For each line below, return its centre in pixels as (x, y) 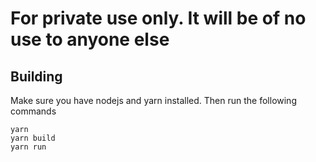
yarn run (28, 147)
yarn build (33, 138)
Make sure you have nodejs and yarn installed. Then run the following (153, 100)
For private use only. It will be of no (158, 18)
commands (33, 111)
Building (36, 76)
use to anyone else (90, 39)
